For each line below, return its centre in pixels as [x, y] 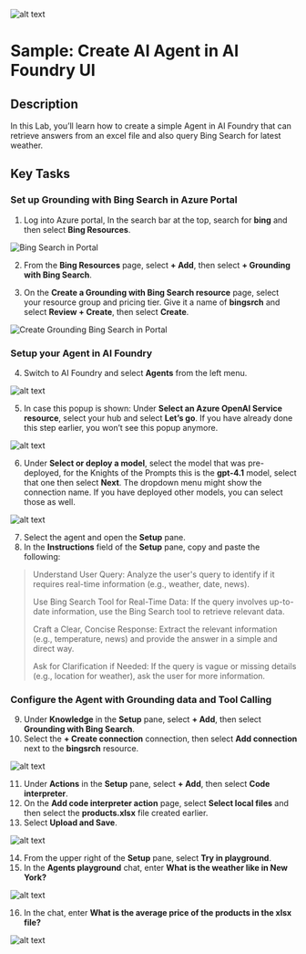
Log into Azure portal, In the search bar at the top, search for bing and [155, 220]
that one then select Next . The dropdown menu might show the [143, 482]
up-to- [281, 602]
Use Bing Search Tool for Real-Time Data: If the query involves [150, 602]
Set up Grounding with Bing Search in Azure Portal [124, 200]
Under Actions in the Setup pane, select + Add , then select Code [147, 784]
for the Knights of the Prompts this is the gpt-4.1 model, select [180, 472]
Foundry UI [53, 71]
